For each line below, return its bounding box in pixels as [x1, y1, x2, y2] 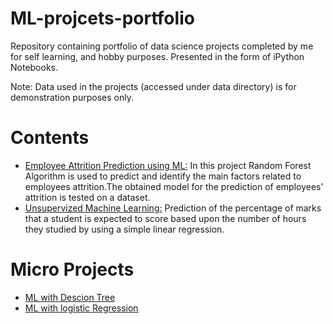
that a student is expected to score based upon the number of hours [24, 212, 307, 224]
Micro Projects [10, 258, 135, 281]
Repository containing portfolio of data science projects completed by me [10, 40, 314, 52]
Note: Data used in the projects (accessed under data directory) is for [10, 80, 297, 92]
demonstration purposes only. [10, 91, 134, 103]
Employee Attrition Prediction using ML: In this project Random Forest [24, 159, 312, 171]
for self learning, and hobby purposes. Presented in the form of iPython [10, 50, 305, 62]
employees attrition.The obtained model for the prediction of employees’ [24, 180, 324, 192]
